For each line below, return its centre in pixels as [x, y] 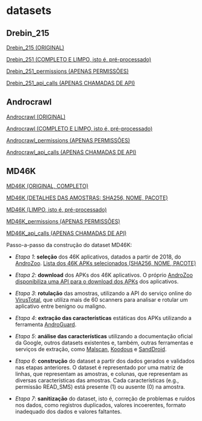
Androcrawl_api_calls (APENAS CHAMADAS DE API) [71, 152]
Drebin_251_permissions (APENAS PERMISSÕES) [68, 71]
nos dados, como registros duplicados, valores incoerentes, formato [100, 405]
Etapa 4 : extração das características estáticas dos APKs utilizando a [103, 318]
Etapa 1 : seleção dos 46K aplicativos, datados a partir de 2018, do [98, 257]
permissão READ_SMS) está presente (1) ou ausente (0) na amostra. [100, 386]
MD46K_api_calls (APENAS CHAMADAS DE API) [66, 233]
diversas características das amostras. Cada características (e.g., [97, 380]
